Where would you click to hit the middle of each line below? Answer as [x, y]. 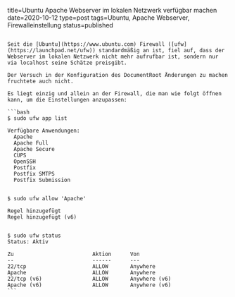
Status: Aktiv [28, 242]
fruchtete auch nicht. [40, 81]
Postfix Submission [42, 180]
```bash [19, 112]
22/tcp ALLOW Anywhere [82, 267]
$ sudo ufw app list [38, 119]
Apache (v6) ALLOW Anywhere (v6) [89, 285]
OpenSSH [25, 162]
